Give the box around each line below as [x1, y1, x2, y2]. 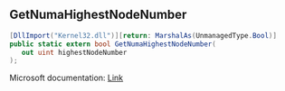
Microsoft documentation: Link [9, 72, 124, 84]
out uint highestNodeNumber [21, 48, 128, 57]
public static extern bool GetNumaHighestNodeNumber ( [9, 40, 217, 49]
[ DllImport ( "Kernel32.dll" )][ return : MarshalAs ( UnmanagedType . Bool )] [9, 31, 278, 40]
